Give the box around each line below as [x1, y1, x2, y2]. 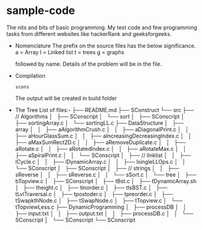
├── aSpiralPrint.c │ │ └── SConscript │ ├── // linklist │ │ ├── [15, 152, 191, 159]
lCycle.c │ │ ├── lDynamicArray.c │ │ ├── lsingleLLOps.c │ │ [15, 158, 187, 165]
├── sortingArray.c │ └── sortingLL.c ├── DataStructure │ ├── [15, 119, 184, 127]
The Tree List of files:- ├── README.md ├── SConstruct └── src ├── [15, 106, 194, 113]
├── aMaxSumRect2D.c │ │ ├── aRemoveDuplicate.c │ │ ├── [15, 138, 186, 146]
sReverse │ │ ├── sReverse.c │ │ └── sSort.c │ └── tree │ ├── [15, 171, 196, 178]
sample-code [6, 4, 75, 18]
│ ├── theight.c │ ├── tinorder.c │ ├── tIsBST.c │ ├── [15, 184, 168, 191]
